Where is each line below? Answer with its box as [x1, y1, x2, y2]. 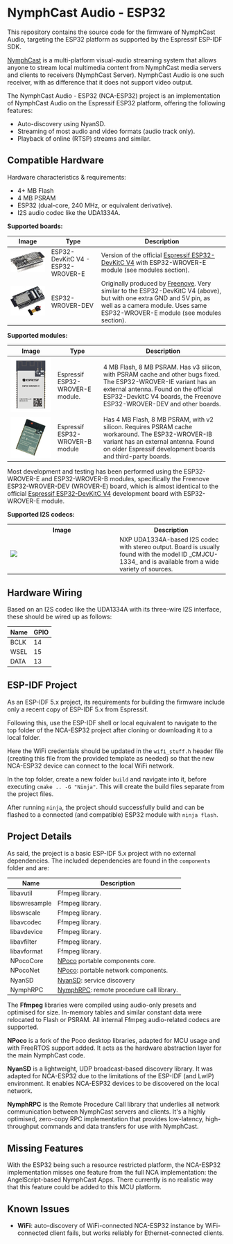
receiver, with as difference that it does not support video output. [7, 78, 193, 86]
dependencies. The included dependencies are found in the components [7, 856, 211, 865]
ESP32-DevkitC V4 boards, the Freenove [103, 392, 222, 400]
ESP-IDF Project [7, 680, 78, 691]
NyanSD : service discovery [58, 976, 135, 984]
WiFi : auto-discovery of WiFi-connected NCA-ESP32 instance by [17, 1221, 204, 1229]
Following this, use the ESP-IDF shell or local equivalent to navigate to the [7, 718, 217, 727]
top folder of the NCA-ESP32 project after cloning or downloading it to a [7, 726, 213, 734]
